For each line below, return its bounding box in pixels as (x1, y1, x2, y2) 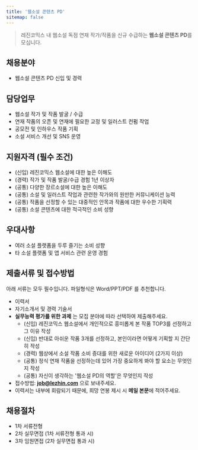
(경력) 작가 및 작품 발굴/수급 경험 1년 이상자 (14, 176, 114, 183)
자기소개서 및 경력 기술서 (14, 305, 72, 312)
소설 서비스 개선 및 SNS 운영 (14, 133, 81, 140)
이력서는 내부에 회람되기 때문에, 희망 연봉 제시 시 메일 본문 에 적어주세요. (14, 386, 181, 394)
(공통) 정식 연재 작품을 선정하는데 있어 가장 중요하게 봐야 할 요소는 (23, 357, 176, 364)
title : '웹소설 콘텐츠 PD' (6, 8, 65, 15)
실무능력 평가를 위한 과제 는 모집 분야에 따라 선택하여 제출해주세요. (14, 312, 168, 319)
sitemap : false (6, 14, 44, 20)
